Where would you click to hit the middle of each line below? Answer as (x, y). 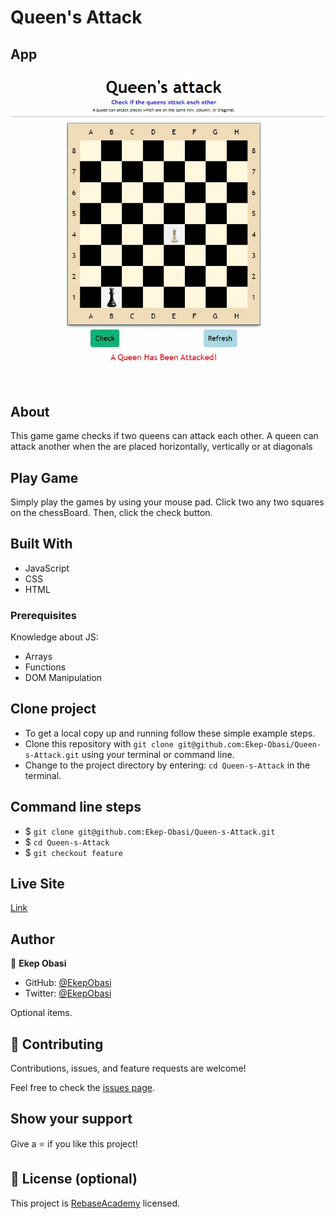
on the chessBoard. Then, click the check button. (111, 512)
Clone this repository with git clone (99, 743)
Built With (41, 544)
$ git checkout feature (73, 852)
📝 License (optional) (74, 1179)
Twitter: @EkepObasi (68, 993)
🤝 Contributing (57, 1044)
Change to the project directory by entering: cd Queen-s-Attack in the (167, 765)
